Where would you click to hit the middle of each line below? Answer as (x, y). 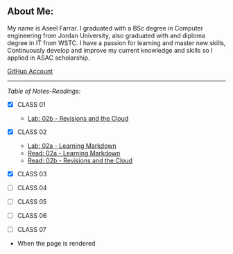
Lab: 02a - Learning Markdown (72, 146)
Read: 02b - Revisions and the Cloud (80, 160)
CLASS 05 (32, 202)
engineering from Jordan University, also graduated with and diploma (106, 35)
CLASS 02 (32, 132)
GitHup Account (30, 71)
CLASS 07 (32, 230)
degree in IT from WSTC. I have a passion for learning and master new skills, (116, 43)
